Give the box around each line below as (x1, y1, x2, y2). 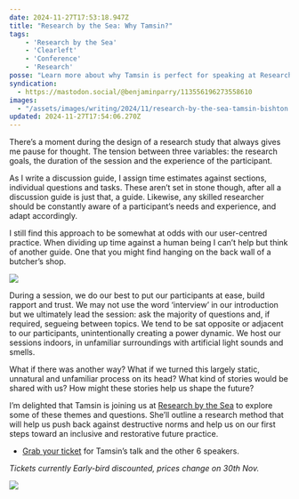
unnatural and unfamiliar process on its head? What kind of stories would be (9, 374, 289, 384)
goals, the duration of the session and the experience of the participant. (9, 156, 273, 166)
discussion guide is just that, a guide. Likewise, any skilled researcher (9, 192, 264, 203)
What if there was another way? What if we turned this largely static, (9, 364, 260, 374)
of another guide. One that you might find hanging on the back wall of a (9, 246, 271, 258)
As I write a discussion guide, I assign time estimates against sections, (9, 173, 267, 183)
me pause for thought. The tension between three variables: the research (9, 146, 278, 157)
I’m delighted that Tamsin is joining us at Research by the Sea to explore (9, 400, 273, 411)
